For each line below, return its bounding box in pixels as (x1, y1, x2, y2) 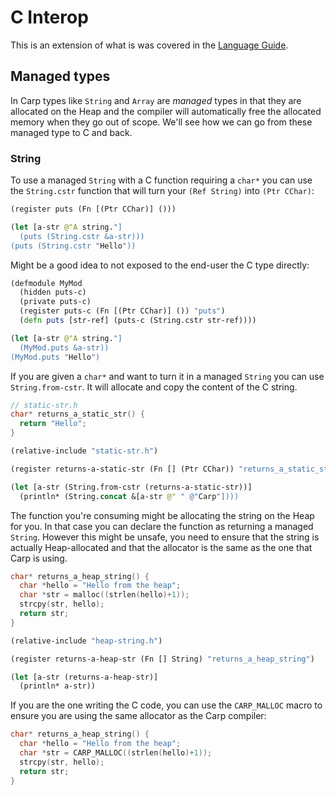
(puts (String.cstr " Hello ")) (10, 241, 137, 251)
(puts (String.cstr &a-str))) (19, 231, 145, 241)
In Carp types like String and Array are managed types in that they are (10, 94, 302, 106)
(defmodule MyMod (10, 278, 83, 288)
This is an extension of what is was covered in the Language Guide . (10, 39, 289, 51)
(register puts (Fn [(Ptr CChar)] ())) (10, 204, 177, 215)
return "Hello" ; (19, 419, 87, 429)
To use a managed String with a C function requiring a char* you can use (10, 174, 313, 186)
